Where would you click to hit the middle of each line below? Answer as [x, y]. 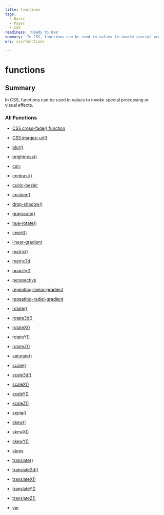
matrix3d [21, 261]
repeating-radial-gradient [38, 299]
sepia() [19, 413]
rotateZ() [21, 347]
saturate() [22, 356]
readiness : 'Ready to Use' [32, 32]
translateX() [24, 479]
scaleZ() [20, 403]
